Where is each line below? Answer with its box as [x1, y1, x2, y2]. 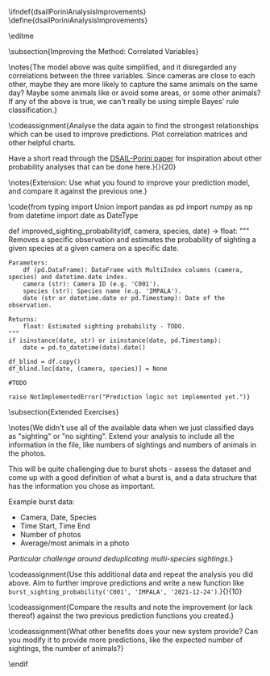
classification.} [8, 105, 58, 115]
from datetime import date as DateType [8, 211, 139, 220]
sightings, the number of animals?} [8, 644, 124, 653]
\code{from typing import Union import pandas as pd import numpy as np [8, 202, 253, 211]
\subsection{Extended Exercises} [8, 407, 119, 416]
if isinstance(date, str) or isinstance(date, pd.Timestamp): [8, 336, 222, 344]
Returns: [8, 315, 38, 323]
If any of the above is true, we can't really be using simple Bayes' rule [8, 97, 239, 106]
